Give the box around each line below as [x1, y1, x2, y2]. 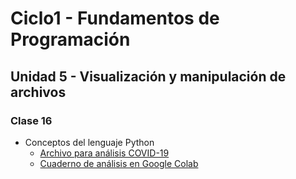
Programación [10, 28, 131, 51]
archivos [10, 83, 67, 101]
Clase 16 [10, 113, 53, 127]
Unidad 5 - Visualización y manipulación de [10, 68, 287, 85]
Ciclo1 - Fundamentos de [10, 7, 220, 30]
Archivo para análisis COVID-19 [39, 147, 170, 159]
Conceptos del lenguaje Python [24, 136, 155, 148]
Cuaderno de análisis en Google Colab [39, 157, 199, 169]
